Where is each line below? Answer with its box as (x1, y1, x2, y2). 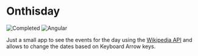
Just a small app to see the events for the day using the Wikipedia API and (6, 36, 193, 43)
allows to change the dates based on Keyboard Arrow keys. (6, 43, 156, 50)
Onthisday (6, 4, 60, 18)
